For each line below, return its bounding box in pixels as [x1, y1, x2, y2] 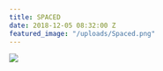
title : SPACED [9, 12, 62, 22]
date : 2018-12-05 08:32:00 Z [9, 21, 116, 30]
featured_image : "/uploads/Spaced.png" [9, 29, 156, 38]
